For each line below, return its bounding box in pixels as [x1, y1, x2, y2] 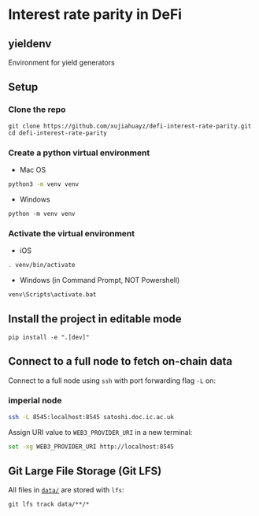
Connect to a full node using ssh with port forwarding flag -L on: [8, 376, 216, 385]
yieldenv [8, 37, 52, 50]
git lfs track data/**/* [8, 500, 90, 509]
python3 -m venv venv [8, 180, 80, 188]
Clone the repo [8, 104, 66, 115]
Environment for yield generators [8, 58, 116, 67]
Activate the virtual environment [8, 228, 135, 239]
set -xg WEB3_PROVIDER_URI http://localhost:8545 [8, 443, 175, 451]
